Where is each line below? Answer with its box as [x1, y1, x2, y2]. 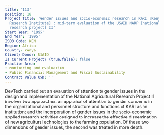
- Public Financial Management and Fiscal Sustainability [5, 70, 125, 75]
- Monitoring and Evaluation [5, 66, 64, 71]
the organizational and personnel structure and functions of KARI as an [5, 103, 148, 109]
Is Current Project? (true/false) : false [5, 57, 91, 62]
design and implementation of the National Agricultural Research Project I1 [5, 93, 155, 99]
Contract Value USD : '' [5, 75, 54, 80]
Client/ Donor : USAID [5, 52, 49, 57]
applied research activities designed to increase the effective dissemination [5, 114, 157, 119]
